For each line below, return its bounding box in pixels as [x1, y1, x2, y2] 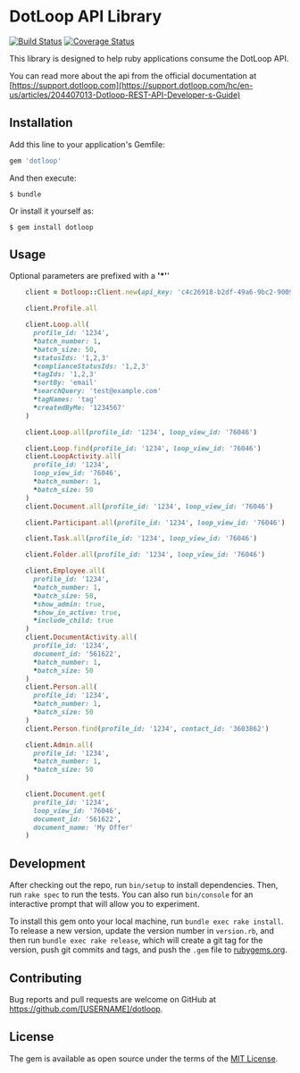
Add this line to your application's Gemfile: [9, 138, 165, 149]
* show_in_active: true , [32, 608, 122, 617]
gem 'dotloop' [9, 156, 62, 165]
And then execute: [9, 172, 77, 183]
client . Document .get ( [25, 790, 105, 799]
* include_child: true [32, 616, 114, 625]
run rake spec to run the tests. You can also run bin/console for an [9, 889, 254, 900]
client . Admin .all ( [25, 740, 94, 750]
